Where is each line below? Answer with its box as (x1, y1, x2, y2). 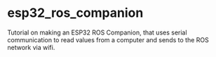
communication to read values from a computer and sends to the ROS (7, 35, 209, 44)
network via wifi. (7, 43, 55, 51)
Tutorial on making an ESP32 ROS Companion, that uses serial (7, 28, 187, 37)
